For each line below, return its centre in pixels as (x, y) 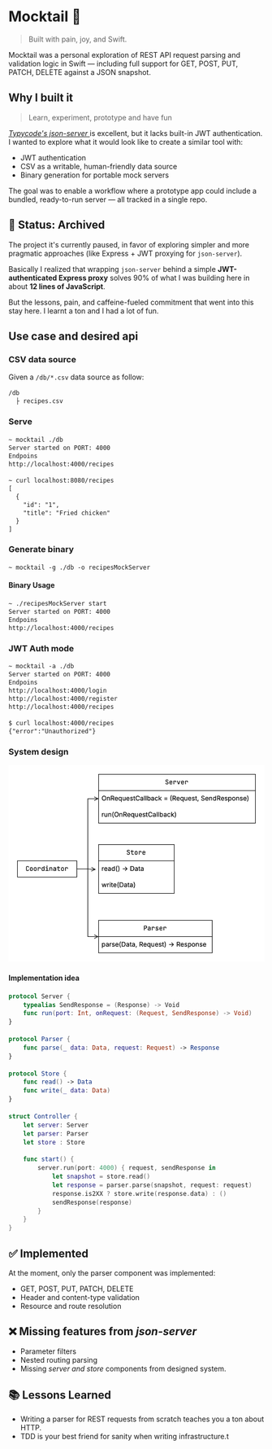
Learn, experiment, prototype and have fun (100, 117)
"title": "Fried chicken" (67, 513)
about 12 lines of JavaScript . (57, 286)
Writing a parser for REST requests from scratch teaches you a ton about (142, 1419)
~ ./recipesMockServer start (58, 604)
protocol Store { (38, 1074)
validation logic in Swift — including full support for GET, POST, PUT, (123, 63)
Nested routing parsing (58, 1359)
